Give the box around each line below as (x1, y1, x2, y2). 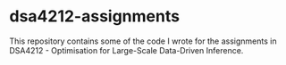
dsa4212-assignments (9, 6, 181, 27)
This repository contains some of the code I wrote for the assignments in (9, 36, 277, 46)
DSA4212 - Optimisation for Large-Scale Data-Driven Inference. (9, 45, 244, 55)
